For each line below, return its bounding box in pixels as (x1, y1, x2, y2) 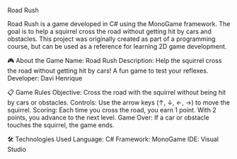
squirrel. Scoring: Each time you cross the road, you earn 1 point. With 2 (7, 106, 217, 114)
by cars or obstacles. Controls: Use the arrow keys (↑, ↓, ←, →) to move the (7, 98, 230, 107)
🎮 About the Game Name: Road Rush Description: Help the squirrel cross (7, 57, 222, 64)
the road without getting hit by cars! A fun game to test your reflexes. (7, 66, 209, 75)
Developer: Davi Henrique (7, 74, 83, 82)
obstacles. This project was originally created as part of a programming (7, 35, 216, 43)
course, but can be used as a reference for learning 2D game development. (7, 42, 227, 50)
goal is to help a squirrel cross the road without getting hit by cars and (7, 28, 212, 35)
